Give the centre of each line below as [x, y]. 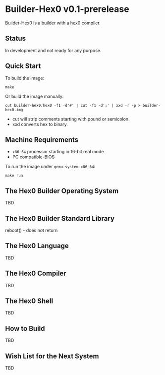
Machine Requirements [42, 140]
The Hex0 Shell [29, 301]
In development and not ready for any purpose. [53, 50]
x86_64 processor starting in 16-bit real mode [58, 152]
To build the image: [25, 78]
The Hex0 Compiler [36, 274]
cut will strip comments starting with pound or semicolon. [71, 119]
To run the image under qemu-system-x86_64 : [50, 167]
